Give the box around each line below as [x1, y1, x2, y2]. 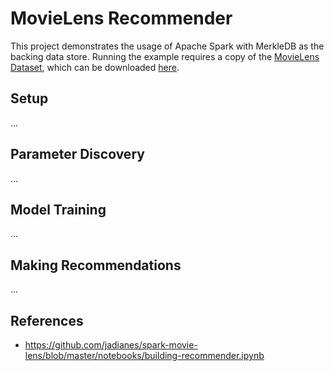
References [10, 312, 84, 329]
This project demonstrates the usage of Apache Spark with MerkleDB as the [10, 40, 325, 52]
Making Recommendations [10, 257, 182, 274]
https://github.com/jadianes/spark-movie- [24, 339, 198, 351]
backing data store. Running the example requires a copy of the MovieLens [10, 50, 320, 62]
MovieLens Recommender [10, 7, 233, 30]
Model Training [10, 201, 107, 218]
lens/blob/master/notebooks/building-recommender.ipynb [24, 350, 265, 361]
